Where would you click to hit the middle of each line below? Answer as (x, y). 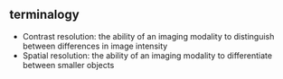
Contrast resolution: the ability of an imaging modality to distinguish (148, 36)
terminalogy (44, 15)
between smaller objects (68, 65)
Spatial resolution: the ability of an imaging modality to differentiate (147, 55)
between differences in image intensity (95, 46)
